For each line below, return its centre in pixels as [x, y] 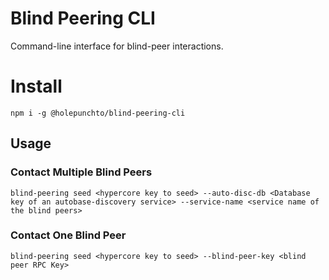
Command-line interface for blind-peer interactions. [117, 46]
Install [36, 86]
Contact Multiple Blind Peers [81, 172]
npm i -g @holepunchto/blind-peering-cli [98, 113]
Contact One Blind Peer [68, 235]
